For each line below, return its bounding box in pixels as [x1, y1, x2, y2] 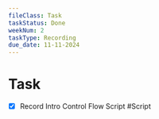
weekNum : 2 [8, 26, 45, 34]
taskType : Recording [8, 33, 77, 42]
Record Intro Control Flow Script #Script [19, 102, 151, 111]
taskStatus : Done [8, 19, 66, 27]
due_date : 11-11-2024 [8, 41, 80, 49]
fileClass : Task [8, 11, 62, 20]
